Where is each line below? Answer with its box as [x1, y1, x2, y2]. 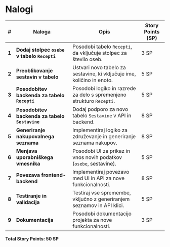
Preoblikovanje [16, 67, 53, 74]
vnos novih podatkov [72, 153, 122, 160]
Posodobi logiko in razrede [72, 85, 136, 92]
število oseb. [72, 56, 103, 63]
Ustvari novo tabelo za [72, 64, 126, 71]
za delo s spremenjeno [72, 91, 126, 98]
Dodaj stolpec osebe [16, 46, 65, 53]
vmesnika [16, 160, 40, 167]
